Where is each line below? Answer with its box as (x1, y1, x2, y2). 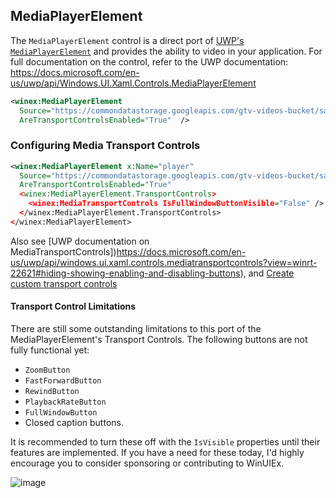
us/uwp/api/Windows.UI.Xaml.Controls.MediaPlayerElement (10, 77, 257, 89)
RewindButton (24, 387, 80, 397)
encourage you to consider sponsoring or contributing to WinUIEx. (10, 457, 285, 469)
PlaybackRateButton (24, 397, 107, 408)
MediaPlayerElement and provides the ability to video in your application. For (10, 45, 323, 57)
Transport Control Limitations (10, 300, 137, 313)
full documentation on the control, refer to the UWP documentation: (10, 55, 289, 68)
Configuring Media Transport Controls (10, 139, 201, 153)
